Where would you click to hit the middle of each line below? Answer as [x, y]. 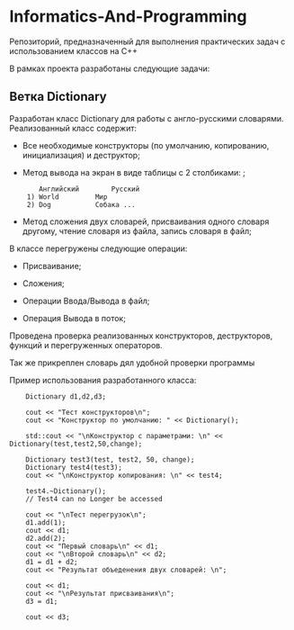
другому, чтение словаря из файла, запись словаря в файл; [137, 230]
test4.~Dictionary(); [66, 491]
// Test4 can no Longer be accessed [94, 499]
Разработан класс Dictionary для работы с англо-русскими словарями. [147, 118]
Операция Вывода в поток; [74, 318]
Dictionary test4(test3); [74, 467]
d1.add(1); [46, 522]
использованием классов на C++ [73, 50]
